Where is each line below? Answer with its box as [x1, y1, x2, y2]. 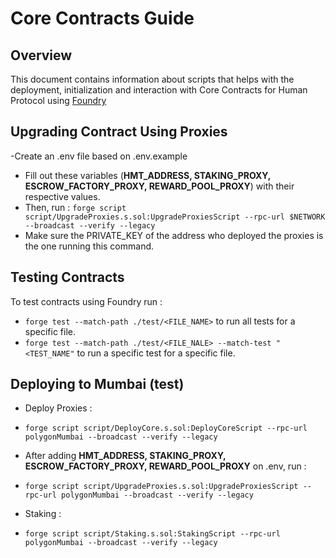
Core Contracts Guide [10, 7, 195, 30]
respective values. [24, 190, 101, 202]
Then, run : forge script [24, 201, 127, 213]
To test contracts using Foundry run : [10, 295, 163, 307]
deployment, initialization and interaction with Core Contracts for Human [10, 84, 308, 96]
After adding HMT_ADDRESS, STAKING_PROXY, [24, 450, 227, 462]
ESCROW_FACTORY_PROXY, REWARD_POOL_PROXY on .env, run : [24, 460, 307, 472]
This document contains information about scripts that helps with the [10, 73, 295, 85]
